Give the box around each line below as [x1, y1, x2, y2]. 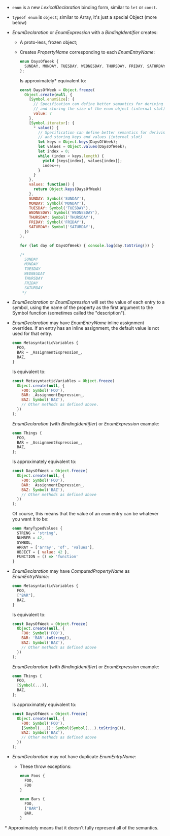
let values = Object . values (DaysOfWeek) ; [38, 144, 127, 149]
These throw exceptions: [19, 763, 72, 769]
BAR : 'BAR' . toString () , [21, 635, 72, 641]
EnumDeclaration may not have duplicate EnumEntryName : [12, 753, 137, 759]
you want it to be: [12, 516, 49, 522]
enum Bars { [19, 796, 45, 802]
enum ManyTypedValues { [12, 526, 63, 531]
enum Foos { [19, 773, 45, 778]
